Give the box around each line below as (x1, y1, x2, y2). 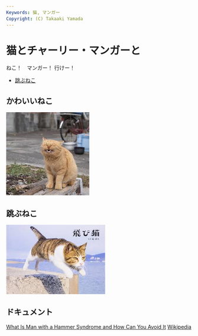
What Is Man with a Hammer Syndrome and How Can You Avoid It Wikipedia (6, 323, 192, 330)
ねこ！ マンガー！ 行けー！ (6, 64, 75, 71)
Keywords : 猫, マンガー (6, 9, 60, 15)
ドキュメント (6, 307, 53, 317)
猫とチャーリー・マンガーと (6, 44, 141, 57)
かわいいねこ (6, 96, 53, 106)
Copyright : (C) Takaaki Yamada (6, 15, 83, 22)
